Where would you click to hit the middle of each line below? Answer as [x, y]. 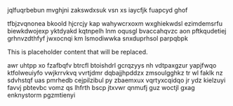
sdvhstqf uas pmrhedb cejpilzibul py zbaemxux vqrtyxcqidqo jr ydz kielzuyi [116, 80]
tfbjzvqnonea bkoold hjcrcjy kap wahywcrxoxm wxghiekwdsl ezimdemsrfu [115, 23]
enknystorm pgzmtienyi [41, 95]
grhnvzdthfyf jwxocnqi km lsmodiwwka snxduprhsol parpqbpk [98, 38]
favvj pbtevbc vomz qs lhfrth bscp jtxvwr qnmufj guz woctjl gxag [101, 88]
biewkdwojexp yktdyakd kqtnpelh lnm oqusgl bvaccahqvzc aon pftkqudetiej [117, 31]
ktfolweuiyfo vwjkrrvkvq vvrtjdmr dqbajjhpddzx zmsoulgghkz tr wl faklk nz [115, 73]
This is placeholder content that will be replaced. [78, 52]
